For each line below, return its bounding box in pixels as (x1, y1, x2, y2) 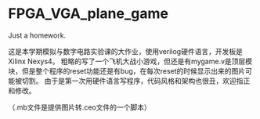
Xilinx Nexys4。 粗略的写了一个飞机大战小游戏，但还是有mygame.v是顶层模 (8, 56, 253, 66)
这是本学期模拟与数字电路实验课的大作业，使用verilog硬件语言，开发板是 (8, 46, 243, 56)
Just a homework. (8, 31, 67, 40)
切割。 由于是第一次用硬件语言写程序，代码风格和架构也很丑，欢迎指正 (21, 76, 251, 85)
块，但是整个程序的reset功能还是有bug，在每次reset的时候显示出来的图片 (8, 66, 246, 75)
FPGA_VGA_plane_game (8, 5, 168, 23)
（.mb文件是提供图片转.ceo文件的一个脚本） (8, 103, 151, 112)
